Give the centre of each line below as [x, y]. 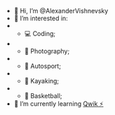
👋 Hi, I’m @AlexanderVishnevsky [61, 11]
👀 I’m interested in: [41, 18]
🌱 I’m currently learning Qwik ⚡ [59, 104]
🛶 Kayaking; [42, 81]
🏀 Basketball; [43, 96]
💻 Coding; [40, 34]
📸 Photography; [47, 51]
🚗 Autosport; [43, 66]
